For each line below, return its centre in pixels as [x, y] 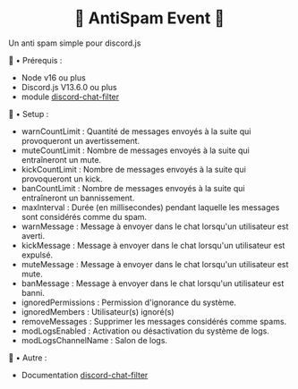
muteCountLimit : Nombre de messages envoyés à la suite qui [135, 150]
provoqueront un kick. [62, 179]
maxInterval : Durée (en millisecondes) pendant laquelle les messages [150, 207]
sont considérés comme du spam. [84, 216]
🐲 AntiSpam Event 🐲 [149, 18]
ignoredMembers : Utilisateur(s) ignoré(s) [98, 311]
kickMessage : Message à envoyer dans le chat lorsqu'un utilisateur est [153, 245]
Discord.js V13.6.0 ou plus [69, 87]
